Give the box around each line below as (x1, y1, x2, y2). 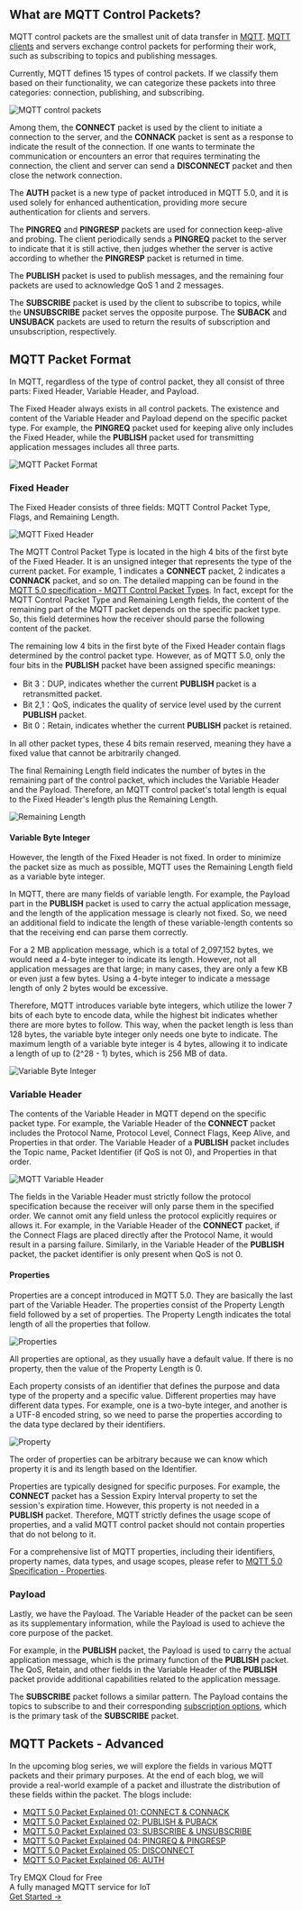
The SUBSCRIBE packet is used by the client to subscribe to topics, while (9, 297, 282, 308)
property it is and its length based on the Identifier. (9, 1463, 197, 1474)
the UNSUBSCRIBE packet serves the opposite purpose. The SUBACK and (9, 307, 287, 317)
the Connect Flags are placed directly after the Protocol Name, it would (9, 1230, 273, 1241)
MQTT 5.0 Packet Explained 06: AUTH (22, 1854, 165, 1865)
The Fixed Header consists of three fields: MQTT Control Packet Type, (9, 501, 270, 512)
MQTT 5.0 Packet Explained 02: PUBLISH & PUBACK (22, 1816, 218, 1827)
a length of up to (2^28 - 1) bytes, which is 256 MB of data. (9, 1048, 228, 1059)
